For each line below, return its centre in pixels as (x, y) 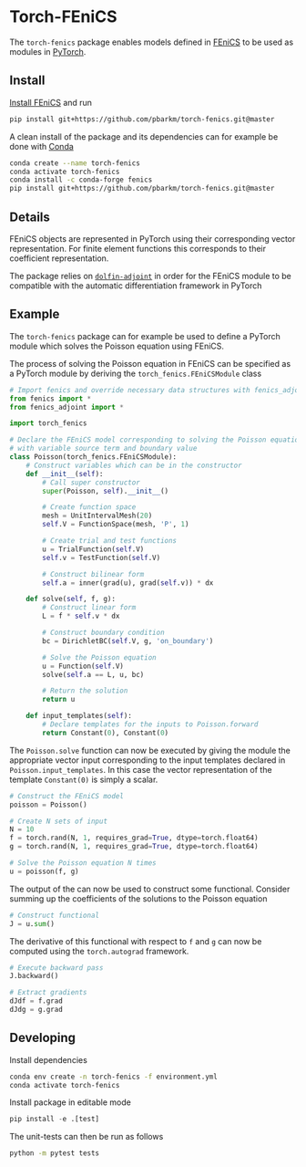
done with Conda (42, 146)
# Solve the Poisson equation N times (83, 863)
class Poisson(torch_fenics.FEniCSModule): (93, 457)
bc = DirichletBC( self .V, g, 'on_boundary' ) (128, 641)
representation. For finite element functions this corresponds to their (138, 248)
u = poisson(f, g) (44, 871)
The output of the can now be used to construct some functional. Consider (150, 889)
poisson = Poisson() (49, 805)
